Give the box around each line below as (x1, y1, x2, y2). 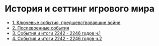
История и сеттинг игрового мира (5, 3, 154, 14)
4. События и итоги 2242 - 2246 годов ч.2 (12, 35, 102, 41)
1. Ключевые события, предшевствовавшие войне (12, 19, 121, 25)
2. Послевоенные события (12, 24, 69, 30)
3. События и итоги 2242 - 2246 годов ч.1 (12, 30, 101, 36)
